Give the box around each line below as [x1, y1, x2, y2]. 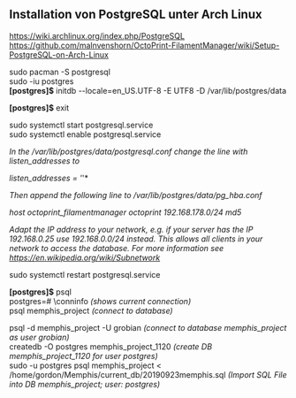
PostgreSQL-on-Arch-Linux [9, 49, 109, 60]
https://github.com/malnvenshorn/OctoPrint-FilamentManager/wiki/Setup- [9, 40, 280, 50]
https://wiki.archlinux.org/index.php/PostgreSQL [9, 30, 186, 41]
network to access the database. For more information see [9, 242, 224, 253]
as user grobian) [9, 332, 70, 342]
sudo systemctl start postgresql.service [9, 119, 154, 130]
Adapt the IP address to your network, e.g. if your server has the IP [9, 224, 254, 234]
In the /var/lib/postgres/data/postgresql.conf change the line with [9, 146, 248, 157]
